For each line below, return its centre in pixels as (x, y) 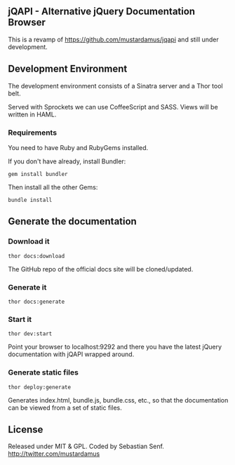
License (26, 430)
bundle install (30, 200)
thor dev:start (30, 334)
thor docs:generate (36, 302)
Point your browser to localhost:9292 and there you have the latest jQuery (115, 347)
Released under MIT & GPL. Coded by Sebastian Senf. (86, 446)
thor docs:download (36, 256)
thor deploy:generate (40, 387)
